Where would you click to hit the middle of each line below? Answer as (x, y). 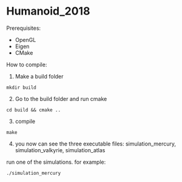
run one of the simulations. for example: (56, 162)
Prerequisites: (24, 28)
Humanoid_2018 (48, 11)
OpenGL (25, 40)
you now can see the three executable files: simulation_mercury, (96, 144)
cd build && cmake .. (34, 110)
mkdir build (21, 87)
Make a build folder (39, 76)
